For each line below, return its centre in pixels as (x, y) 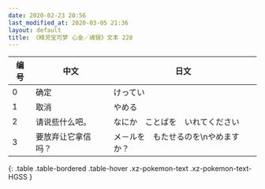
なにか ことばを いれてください (176, 122)
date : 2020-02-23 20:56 (47, 15)
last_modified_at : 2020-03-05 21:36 (68, 23)
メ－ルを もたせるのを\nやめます (176, 137)
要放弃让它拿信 (63, 137)
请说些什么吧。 (63, 122)
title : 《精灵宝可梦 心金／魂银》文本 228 (71, 37)
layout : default (35, 30)
